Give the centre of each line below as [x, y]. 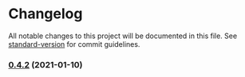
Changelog [45, 14]
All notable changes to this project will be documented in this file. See [123, 36]
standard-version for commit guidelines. [74, 44]
